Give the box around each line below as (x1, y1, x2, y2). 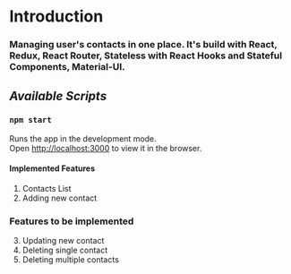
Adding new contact (21, 193, 98, 203)
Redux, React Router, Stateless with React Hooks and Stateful (9, 49, 283, 62)
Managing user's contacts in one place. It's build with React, (9, 39, 278, 51)
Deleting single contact (21, 244, 108, 256)
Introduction (9, 6, 104, 27)
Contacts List (21, 184, 72, 193)
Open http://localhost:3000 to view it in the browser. (9, 142, 202, 153)
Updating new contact (21, 235, 105, 246)
